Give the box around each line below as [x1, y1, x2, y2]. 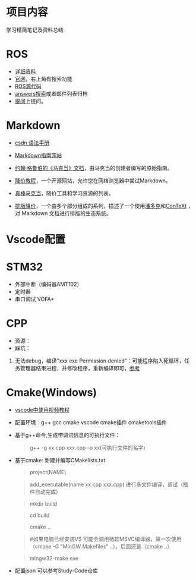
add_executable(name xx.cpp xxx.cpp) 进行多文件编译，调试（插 [29, 481, 189, 488]
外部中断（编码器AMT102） [14, 280, 83, 288]
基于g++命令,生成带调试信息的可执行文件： [14, 431, 121, 439]
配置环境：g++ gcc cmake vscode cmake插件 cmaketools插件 [14, 418, 167, 425]
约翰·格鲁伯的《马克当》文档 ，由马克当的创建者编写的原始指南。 [14, 164, 173, 171]
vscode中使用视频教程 [14, 406, 70, 413]
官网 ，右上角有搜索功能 [14, 75, 72, 82]
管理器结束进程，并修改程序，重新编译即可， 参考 [20, 364, 140, 371]
